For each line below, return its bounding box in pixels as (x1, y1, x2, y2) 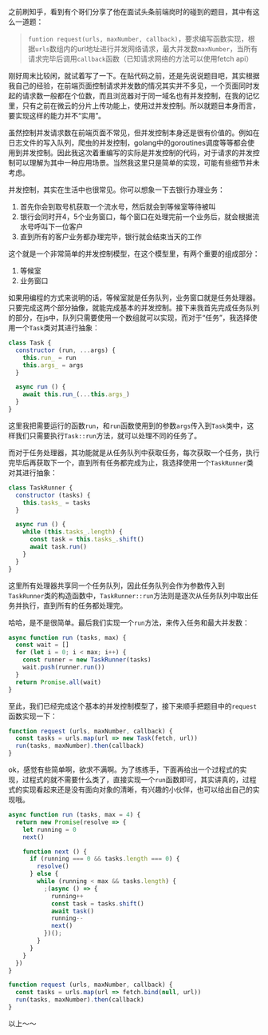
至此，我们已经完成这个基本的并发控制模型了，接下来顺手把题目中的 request (8, 701, 258, 710)
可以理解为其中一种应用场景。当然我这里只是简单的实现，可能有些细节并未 (14, 158, 260, 167)
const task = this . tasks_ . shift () (29, 535, 145, 544)
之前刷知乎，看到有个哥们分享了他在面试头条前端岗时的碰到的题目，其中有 (8, 7, 253, 16)
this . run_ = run (22, 354, 77, 362)
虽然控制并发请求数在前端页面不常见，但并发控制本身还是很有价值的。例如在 (8, 128, 260, 138)
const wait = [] (15, 641, 69, 649)
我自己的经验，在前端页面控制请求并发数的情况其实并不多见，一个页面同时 (8, 81, 253, 90)
